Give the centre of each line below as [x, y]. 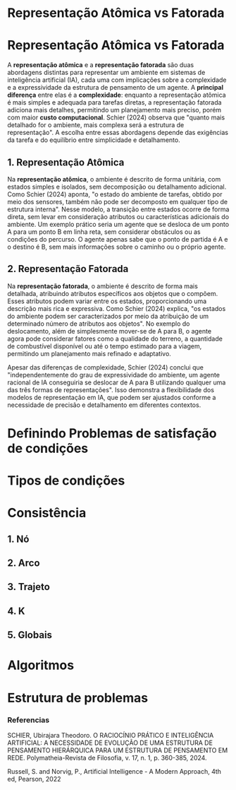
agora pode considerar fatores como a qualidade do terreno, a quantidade [115, 338]
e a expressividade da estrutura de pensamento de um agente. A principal [116, 88]
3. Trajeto [29, 587]
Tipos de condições [66, 481]
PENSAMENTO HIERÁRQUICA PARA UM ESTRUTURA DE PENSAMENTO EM [118, 750]
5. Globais [30, 635]
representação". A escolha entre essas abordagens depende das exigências [118, 133]
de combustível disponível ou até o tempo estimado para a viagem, [105, 346]
